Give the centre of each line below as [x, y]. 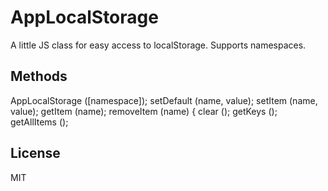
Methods [39, 76]
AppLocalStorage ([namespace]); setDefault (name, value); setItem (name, [164, 100]
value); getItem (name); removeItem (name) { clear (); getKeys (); [144, 111]
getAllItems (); [39, 122]
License [35, 153]
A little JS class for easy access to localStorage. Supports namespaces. [158, 45]
